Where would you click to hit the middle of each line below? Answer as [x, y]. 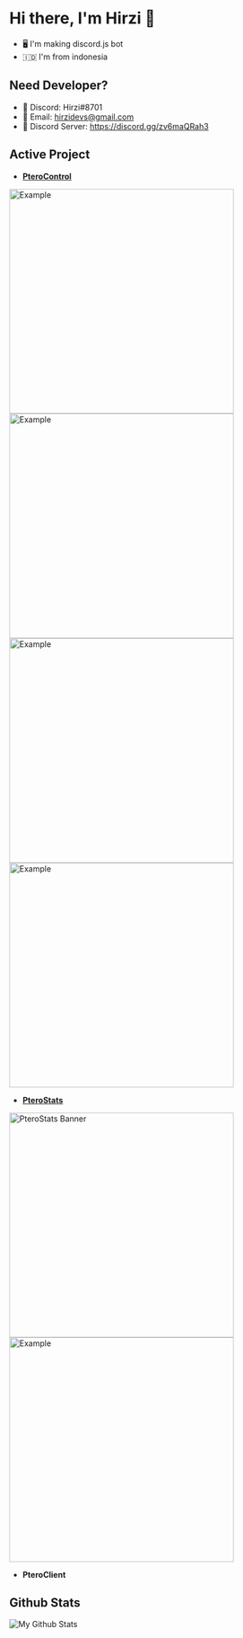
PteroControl [47, 176]
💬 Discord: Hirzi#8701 [62, 107]
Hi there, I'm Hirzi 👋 [82, 18]
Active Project [50, 155]
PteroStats [43, 1100]
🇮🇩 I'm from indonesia [65, 57]
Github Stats [45, 1603]
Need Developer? [59, 86]
